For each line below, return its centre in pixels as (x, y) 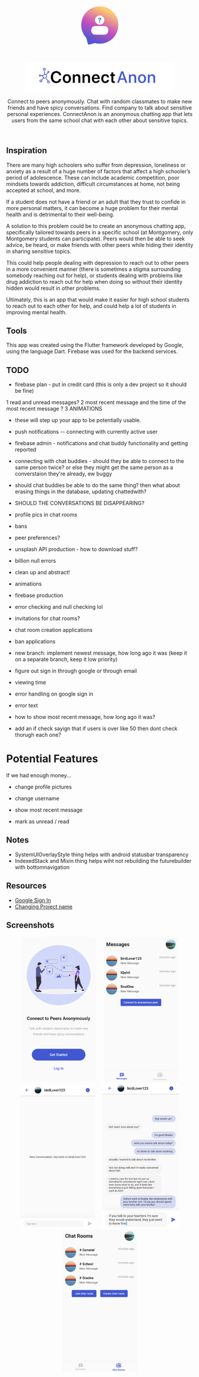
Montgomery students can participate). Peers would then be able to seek (96, 239)
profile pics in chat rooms (46, 515)
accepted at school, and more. (44, 190)
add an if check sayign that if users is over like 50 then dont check (96, 728)
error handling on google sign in (54, 694)
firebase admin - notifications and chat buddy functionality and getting (101, 443)
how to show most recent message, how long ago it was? (85, 717)
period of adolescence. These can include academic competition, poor (93, 177)
